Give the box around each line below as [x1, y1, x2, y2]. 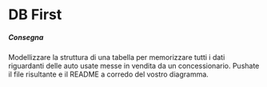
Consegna [8, 32, 44, 42]
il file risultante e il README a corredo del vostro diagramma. [8, 69, 209, 79]
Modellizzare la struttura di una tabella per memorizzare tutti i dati [8, 53, 225, 62]
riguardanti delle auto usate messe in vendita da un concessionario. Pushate [8, 61, 260, 71]
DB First [8, 6, 62, 24]
